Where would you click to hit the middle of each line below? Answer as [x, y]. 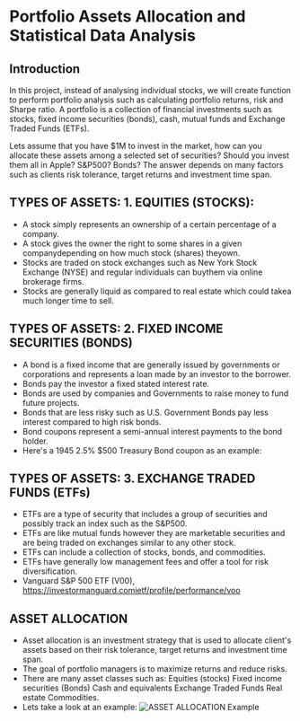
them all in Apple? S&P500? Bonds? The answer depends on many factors [146, 165]
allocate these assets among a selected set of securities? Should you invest [150, 155]
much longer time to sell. [68, 300]
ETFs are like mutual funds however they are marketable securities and [154, 533]
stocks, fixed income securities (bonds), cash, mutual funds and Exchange [147, 119]
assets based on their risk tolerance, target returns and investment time [154, 650]
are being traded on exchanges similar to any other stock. [129, 543]
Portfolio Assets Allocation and [128, 17]
